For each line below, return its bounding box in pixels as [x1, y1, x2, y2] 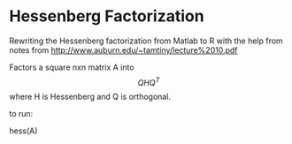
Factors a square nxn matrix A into [9, 62, 134, 72]
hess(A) [9, 125, 38, 136]
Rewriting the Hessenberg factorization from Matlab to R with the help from [9, 35, 283, 46]
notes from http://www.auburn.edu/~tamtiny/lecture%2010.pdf [9, 44, 238, 55]
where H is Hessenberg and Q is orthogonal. [9, 91, 171, 102]
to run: [9, 108, 34, 118]
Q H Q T [137, 75, 160, 87]
